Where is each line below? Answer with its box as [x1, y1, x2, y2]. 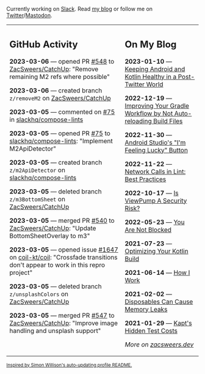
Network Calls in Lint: [124, 167, 186, 176]
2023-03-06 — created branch [9, 86, 103, 94]
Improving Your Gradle [124, 101, 189, 110]
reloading [124, 116, 153, 125]
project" [9, 268, 33, 277]
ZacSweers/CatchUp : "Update [9, 223, 96, 232]
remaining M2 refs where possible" [9, 72, 110, 81]
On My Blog [124, 38, 177, 50]
